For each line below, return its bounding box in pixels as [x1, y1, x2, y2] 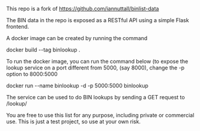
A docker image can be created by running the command [6, 35, 148, 41]
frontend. [6, 23, 29, 30]
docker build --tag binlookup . [6, 46, 80, 53]
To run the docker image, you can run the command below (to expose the [6, 58, 189, 65]
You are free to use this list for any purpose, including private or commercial [6, 112, 195, 118]
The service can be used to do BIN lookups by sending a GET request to [6, 94, 185, 100]
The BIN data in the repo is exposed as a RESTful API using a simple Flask [6, 17, 189, 23]
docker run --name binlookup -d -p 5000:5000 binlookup [6, 82, 149, 89]
